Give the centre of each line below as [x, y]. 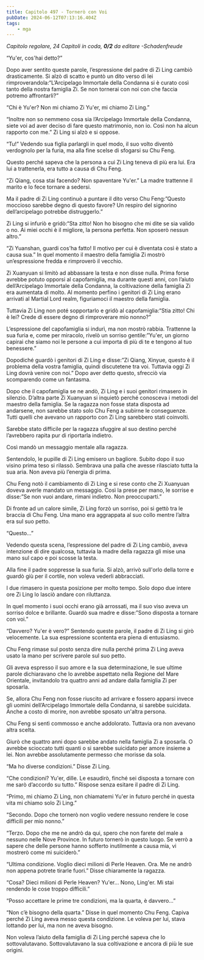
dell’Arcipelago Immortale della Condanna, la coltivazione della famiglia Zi [98, 286]
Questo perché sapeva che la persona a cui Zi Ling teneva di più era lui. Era [101, 163]
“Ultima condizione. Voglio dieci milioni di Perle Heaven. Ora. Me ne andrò [99, 864]
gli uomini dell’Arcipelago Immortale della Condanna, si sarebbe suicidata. [99, 705]
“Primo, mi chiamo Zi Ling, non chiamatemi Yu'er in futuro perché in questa [100, 797]
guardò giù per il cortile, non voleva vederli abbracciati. [76, 576]
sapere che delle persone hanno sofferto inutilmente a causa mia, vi [91, 846]
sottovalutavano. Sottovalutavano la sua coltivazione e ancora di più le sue [100, 944]
